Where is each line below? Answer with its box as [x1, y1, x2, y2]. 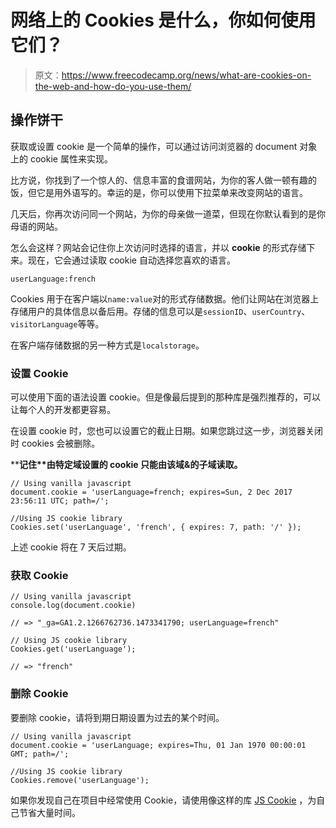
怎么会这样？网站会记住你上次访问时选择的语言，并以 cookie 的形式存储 [10, 241, 307, 253]
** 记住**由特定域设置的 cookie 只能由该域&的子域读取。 [10, 459, 243, 471]
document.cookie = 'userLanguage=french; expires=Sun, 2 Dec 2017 [10, 487, 293, 498]
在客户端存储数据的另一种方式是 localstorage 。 [10, 339, 205, 351]
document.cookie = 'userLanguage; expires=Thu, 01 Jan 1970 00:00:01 [10, 740, 307, 750]
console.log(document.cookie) [10, 601, 137, 611]
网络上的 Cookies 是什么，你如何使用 [10, 9, 317, 32]
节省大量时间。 [18, 806, 81, 818]
